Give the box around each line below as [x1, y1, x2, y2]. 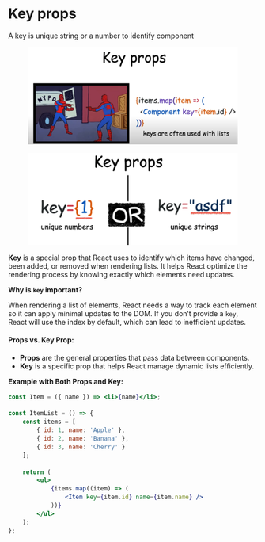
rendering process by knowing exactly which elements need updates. [8, 269, 235, 279]
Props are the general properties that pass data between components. [19, 353, 250, 362]
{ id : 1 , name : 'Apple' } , [36, 426, 126, 434]
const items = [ [22, 418, 77, 426]
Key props [8, 5, 77, 23]
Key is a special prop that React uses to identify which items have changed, [8, 253, 256, 262]
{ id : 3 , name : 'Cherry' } [36, 443, 126, 451]
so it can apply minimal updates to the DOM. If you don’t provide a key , [8, 308, 239, 318]
